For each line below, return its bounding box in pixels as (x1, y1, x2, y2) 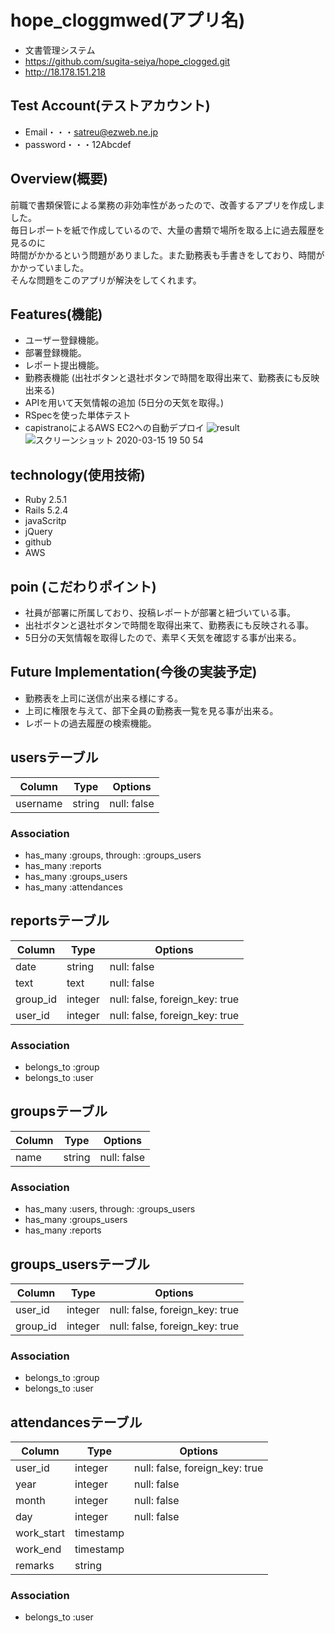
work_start (15, 1526, 65, 1540)
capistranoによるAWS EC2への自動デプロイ (24, 422, 205, 434)
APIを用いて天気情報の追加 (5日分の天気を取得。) (24, 397, 225, 409)
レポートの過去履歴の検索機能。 (24, 717, 157, 729)
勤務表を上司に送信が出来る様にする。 (24, 692, 183, 704)
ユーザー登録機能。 (24, 334, 105, 346)
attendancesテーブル (10, 1414, 143, 1431)
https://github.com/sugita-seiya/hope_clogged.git (24, 55, 231, 67)
